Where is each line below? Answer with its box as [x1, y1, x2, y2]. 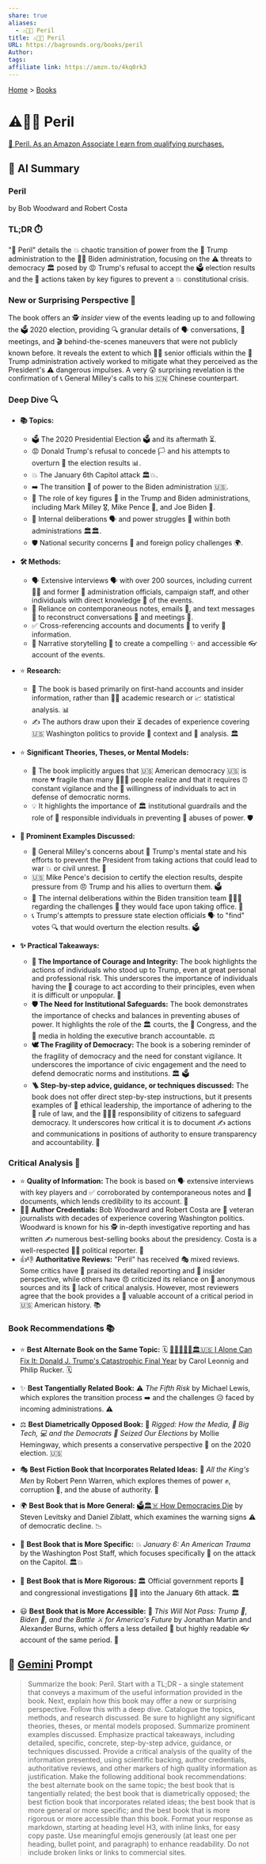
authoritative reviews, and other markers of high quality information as [27, 1763, 257, 1773]
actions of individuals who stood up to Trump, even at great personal [31, 965, 256, 975]
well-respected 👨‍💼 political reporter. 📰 [19, 1246, 144, 1255]
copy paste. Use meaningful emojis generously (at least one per [27, 1831, 237, 1840]
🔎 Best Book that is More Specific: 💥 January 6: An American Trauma [19, 1539, 251, 1548]
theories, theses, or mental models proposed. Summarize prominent [27, 1721, 250, 1731]
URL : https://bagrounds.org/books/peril [8, 41, 144, 49]
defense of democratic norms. [31, 792, 131, 802]
